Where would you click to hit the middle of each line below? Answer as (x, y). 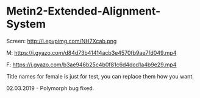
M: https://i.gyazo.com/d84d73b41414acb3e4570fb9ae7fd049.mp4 (91, 52)
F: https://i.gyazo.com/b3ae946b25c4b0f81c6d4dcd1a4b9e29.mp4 (91, 65)
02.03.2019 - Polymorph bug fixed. (50, 88)
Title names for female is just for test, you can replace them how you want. (100, 76)
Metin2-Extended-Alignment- (84, 11)
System (26, 24)
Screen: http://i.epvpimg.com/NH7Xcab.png (62, 41)
